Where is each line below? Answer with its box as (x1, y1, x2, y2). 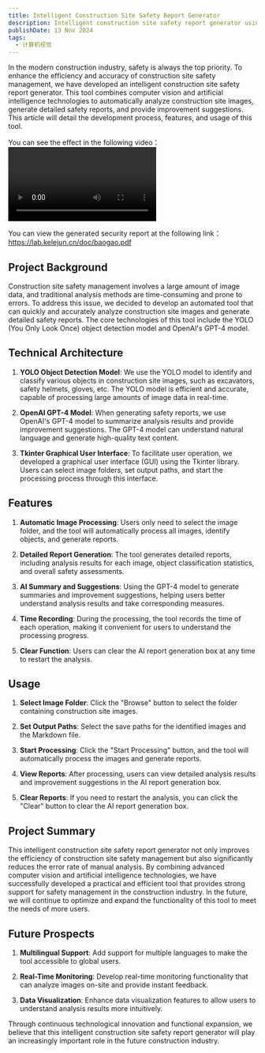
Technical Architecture (8, 346, 124, 360)
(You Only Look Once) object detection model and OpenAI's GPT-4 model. (8, 323, 250, 333)
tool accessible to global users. (19, 957, 121, 965)
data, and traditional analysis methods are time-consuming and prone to (8, 289, 243, 299)
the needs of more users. (8, 904, 91, 914)
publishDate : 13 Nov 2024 (8, 26, 93, 34)
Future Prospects (8, 927, 95, 941)
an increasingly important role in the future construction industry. (8, 1036, 220, 1045)
